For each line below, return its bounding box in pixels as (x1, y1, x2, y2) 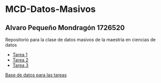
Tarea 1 (12, 51, 28, 57)
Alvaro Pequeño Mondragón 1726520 (5, 23, 125, 32)
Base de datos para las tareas (5, 72, 67, 78)
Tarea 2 (12, 57, 29, 63)
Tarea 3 (12, 62, 29, 68)
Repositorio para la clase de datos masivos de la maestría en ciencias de (5, 36, 156, 42)
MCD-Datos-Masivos (5, 3, 96, 15)
